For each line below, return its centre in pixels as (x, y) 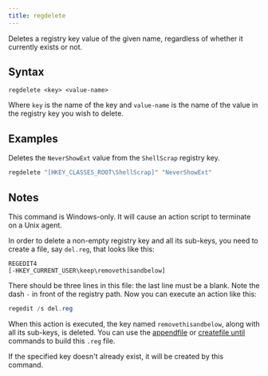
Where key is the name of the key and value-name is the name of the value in (133, 105)
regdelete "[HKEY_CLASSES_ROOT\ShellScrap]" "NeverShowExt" (110, 172)
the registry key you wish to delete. (66, 113)
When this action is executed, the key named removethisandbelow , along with (134, 323)
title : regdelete (37, 16)
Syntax (26, 72)
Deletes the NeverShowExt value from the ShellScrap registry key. (114, 158)
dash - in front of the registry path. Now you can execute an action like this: (132, 294)
